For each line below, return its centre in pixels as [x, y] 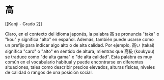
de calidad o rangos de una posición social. [49, 72]
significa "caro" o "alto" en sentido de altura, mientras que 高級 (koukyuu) [80, 51]
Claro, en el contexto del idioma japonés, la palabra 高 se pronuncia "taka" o [82, 34]
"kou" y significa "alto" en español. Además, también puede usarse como [79, 39]
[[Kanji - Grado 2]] [24, 24]
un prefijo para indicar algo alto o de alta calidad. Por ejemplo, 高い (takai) [80, 45]
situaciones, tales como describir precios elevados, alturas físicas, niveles [80, 67]
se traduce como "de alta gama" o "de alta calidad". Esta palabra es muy [79, 57]
